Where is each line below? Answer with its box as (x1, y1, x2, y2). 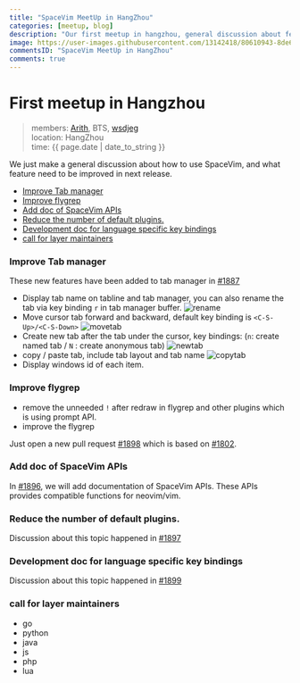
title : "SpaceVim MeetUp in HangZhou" (9, 12, 154, 22)
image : (9, 37, 34, 47)
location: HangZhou (30, 131, 104, 143)
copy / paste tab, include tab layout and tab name (21, 350, 205, 361)
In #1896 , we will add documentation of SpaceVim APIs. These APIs (9, 480, 259, 491)
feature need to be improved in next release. (9, 168, 172, 179)
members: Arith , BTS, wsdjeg (30, 122, 139, 133)
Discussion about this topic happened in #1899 (9, 575, 182, 586)
